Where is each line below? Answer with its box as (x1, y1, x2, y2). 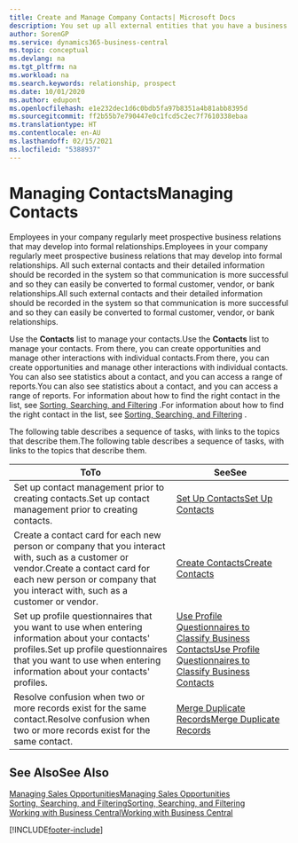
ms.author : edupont (9, 95, 82, 105)
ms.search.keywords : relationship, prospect (9, 79, 176, 88)
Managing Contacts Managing (9, 183, 233, 203)
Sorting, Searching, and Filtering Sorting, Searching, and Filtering (9, 798, 246, 808)
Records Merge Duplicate (176, 713, 280, 725)
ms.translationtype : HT (9, 121, 98, 130)
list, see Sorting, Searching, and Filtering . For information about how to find (9, 399, 284, 410)
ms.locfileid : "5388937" (9, 145, 101, 154)
